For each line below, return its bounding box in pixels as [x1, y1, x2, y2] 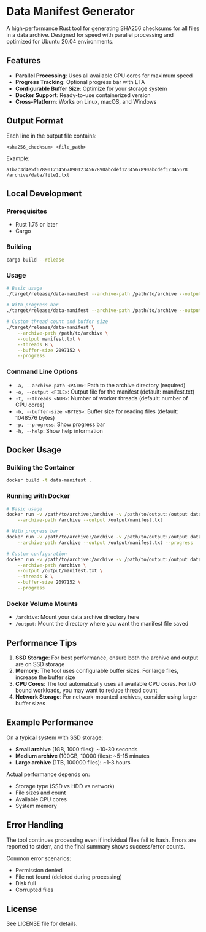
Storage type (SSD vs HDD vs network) [15, 782, 115, 790]
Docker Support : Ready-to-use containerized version [15, 91, 151, 99]
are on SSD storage [15, 660, 65, 667]
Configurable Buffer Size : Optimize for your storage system [15, 85, 167, 92]
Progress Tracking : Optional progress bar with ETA [15, 78, 145, 85]
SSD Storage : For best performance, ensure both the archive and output [15, 654, 199, 661]
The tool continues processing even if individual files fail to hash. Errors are [6, 836, 197, 844]
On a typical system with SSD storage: [6, 734, 103, 741]
